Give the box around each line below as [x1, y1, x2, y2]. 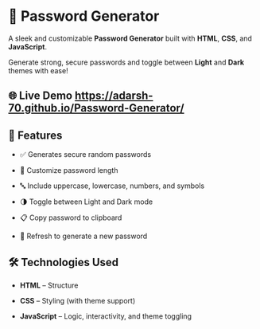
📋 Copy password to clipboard [19, 213, 122, 222]
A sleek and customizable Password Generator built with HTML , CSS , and [8, 33, 253, 43]
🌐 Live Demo [8, 89, 73, 103]
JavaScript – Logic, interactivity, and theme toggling [19, 311, 192, 321]
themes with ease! [8, 65, 69, 75]
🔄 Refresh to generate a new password [19, 231, 148, 241]
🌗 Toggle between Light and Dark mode [19, 197, 153, 206]
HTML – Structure [19, 280, 79, 290]
